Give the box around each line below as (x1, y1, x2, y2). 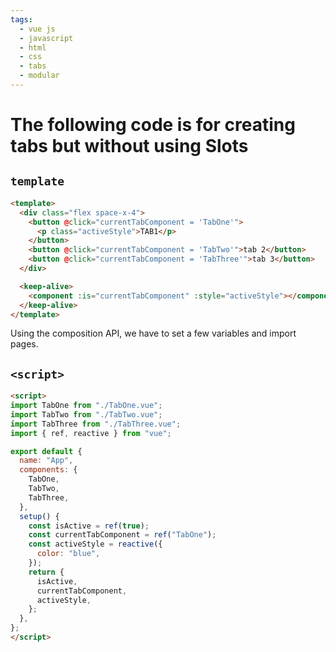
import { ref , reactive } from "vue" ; (10, 428, 172, 438)
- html (19, 42, 47, 53)
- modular (19, 71, 60, 81)
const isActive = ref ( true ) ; (28, 521, 150, 531)
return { (28, 567, 65, 577)
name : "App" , (19, 456, 74, 466)
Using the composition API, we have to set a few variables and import (10, 327, 297, 340)
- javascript (19, 33, 74, 43)
